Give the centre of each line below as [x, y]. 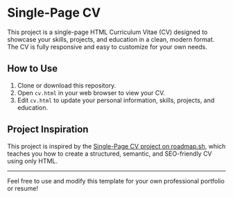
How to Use [33, 68]
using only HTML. [32, 160]
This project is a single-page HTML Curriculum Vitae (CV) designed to [107, 32]
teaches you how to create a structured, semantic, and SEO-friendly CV [110, 154]
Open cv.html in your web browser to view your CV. [91, 92]
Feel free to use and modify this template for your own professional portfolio [116, 181]
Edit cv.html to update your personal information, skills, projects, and [116, 100]
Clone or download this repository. [67, 85]
